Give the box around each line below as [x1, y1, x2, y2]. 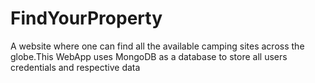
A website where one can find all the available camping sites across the [10, 40, 305, 52]
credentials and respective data [10, 61, 141, 73]
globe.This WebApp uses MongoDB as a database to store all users [10, 50, 288, 62]
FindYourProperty [10, 7, 163, 30]
